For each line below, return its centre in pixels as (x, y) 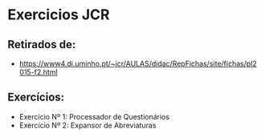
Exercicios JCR (59, 15)
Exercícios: (36, 97)
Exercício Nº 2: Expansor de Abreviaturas (88, 125)
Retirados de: (42, 45)
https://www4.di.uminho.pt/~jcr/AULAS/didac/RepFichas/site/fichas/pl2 (138, 63)
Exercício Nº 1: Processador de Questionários (94, 116)
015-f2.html (38, 72)
